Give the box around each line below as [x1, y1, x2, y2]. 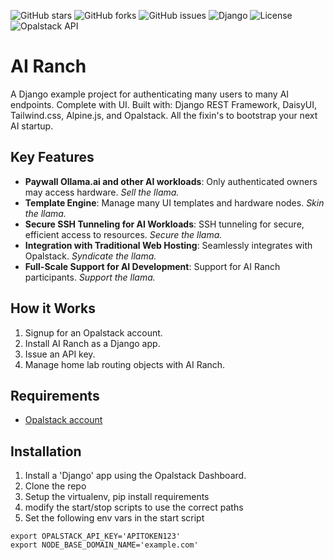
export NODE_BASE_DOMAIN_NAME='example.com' [10, 540, 199, 550]
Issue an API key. [24, 348, 96, 360]
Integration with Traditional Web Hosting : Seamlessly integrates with [24, 239, 313, 251]
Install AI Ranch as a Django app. [24, 337, 161, 349]
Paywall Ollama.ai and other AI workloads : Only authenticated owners [24, 175, 318, 187]
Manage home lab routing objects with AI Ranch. [24, 358, 226, 370]
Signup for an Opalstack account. [24, 326, 163, 339]
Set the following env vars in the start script [24, 512, 205, 524]
